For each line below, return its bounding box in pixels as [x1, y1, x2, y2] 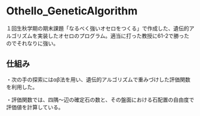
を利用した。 [6, 83, 38, 90]
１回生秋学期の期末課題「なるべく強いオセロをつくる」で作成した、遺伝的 [6, 25, 189, 32]
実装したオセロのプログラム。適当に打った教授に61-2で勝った [37, 32, 190, 39]
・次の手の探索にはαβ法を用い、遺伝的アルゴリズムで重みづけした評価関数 [6, 76, 191, 83]
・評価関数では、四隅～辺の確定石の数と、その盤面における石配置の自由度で [6, 96, 195, 103]
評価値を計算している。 [6, 103, 64, 111]
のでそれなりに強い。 [6, 39, 59, 47]
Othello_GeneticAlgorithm [6, 4, 138, 18]
